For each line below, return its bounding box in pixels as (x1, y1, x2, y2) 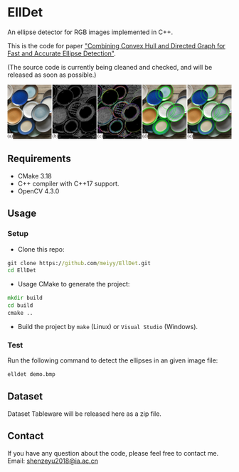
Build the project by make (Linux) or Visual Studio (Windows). (17, 322, 198, 331)
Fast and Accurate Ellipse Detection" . (7, 49, 116, 58)
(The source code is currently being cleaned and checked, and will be (7, 63, 213, 71)
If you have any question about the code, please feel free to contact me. (7, 449, 219, 457)
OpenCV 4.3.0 (17, 186, 60, 195)
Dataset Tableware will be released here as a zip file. (7, 409, 162, 418)
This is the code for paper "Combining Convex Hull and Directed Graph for (7, 41, 225, 50)
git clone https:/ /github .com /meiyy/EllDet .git (7, 259, 152, 267)
